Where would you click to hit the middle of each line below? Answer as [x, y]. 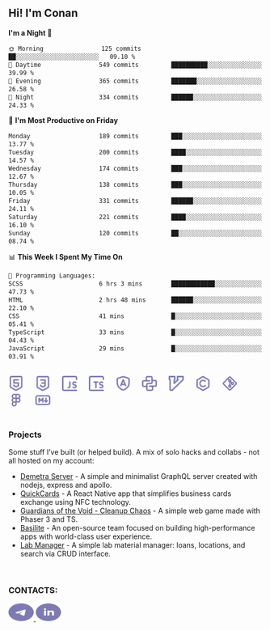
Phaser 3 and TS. [49, 519]
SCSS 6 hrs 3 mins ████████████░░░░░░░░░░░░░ [135, 284]
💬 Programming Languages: [52, 275]
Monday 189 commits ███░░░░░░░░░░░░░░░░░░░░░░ [135, 136]
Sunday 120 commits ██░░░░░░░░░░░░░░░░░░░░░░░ [135, 233]
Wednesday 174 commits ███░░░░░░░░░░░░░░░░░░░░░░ [135, 168]
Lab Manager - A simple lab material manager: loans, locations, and [133, 545]
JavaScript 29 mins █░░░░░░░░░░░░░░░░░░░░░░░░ [135, 348]
